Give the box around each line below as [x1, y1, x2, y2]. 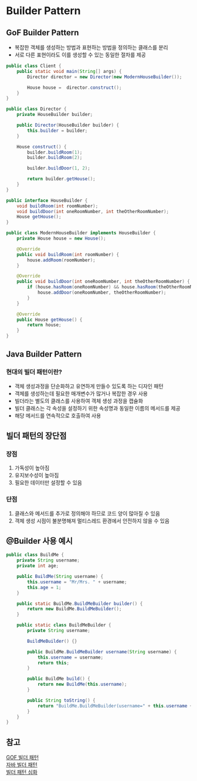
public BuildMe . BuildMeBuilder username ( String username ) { [27, 649, 177, 654]
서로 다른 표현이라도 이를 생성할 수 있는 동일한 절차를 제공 [14, 51, 147, 58]
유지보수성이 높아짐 [14, 472, 59, 479]
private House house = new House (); [16, 235, 107, 241]
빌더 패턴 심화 [6, 769, 38, 776]
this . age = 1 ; [27, 584, 62, 590]
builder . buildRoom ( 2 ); [27, 155, 83, 161]
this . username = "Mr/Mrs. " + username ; [27, 579, 127, 585]
